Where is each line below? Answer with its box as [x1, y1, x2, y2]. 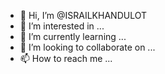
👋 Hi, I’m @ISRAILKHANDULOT [19, 10, 147, 21]
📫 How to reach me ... [19, 53, 113, 64]
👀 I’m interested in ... [19, 20, 105, 32]
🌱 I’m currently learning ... [19, 31, 127, 42]
